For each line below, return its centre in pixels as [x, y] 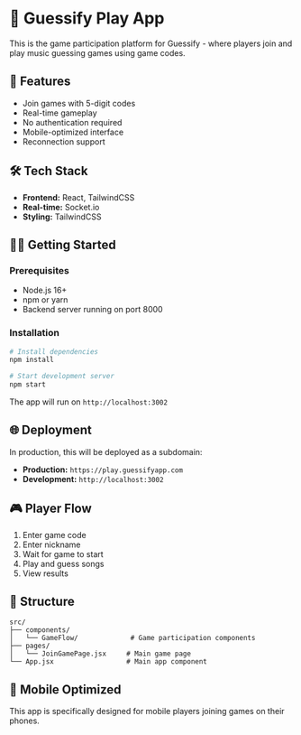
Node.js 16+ [45, 290]
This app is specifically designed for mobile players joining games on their [147, 712]
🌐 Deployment [50, 430]
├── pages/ [30, 646]
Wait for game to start [63, 554]
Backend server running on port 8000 [93, 310]
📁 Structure [42, 602]
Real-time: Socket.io [61, 207]
